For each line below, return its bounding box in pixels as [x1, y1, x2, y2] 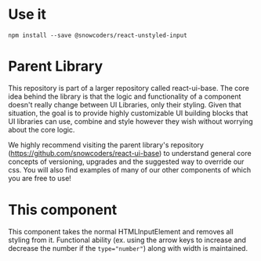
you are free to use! [8, 173, 72, 183]
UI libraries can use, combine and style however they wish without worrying [8, 116, 253, 126]
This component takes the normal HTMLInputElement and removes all [8, 227, 234, 236]
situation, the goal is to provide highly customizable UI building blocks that [8, 108, 248, 118]
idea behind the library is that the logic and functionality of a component [8, 92, 241, 101]
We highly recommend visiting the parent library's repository [8, 140, 204, 150]
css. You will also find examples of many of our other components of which [8, 165, 252, 174]
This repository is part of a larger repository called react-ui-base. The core [8, 83, 249, 92]
